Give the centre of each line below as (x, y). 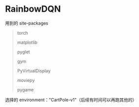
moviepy (26, 80)
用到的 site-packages (27, 23)
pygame (25, 89)
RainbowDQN (33, 9)
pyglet (24, 52)
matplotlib (27, 42)
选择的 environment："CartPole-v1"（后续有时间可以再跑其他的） (71, 100)
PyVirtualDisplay (34, 71)
